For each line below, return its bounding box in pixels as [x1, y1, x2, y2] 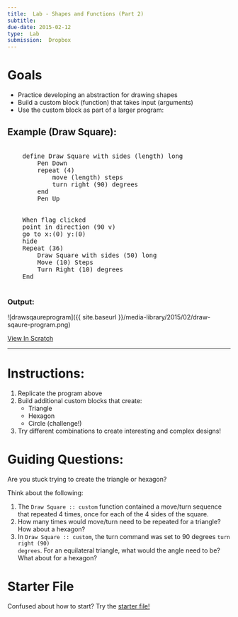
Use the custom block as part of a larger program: [17, 106, 164, 114]
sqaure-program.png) [7, 320, 71, 329]
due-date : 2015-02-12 [7, 23, 72, 30]
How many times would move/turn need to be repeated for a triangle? [17, 518, 221, 526]
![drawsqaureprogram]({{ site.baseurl [7, 313, 117, 322]
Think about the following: [7, 489, 84, 497]
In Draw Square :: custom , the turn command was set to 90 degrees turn [17, 533, 230, 541]
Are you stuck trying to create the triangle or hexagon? [7, 475, 167, 484]
